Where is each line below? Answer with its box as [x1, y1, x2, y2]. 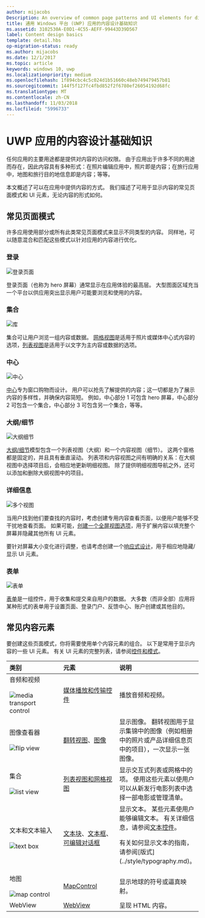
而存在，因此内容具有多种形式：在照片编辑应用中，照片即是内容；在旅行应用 [6, 163, 199, 170]
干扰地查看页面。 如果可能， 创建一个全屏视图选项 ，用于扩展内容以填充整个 [6, 522, 195, 529]
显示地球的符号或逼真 [119, 877, 181, 886]
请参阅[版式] [119, 848, 155, 856]
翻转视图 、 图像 [63, 736, 107, 744]
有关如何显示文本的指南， [119, 838, 193, 847]
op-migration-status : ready [6, 43, 78, 50]
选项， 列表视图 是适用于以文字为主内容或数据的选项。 [6, 341, 140, 348]
